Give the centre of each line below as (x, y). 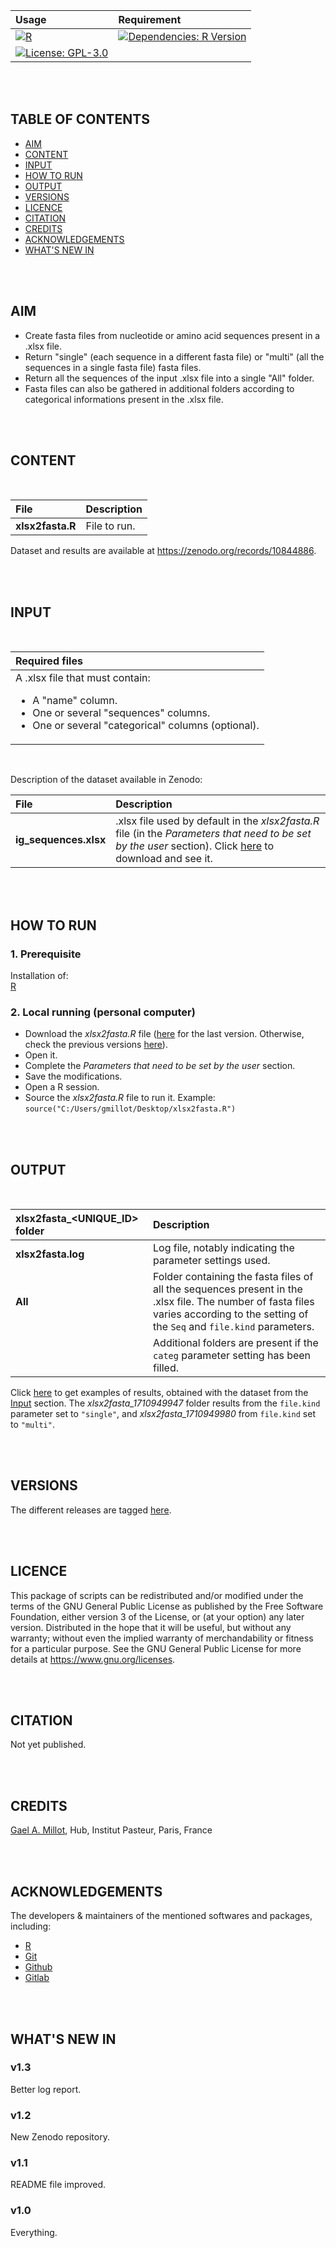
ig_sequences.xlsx (61, 840)
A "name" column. (75, 701)
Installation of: (39, 975)
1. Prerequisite (46, 954)
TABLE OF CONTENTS (80, 119)
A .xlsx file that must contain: (83, 678)
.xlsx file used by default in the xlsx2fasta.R (217, 821)
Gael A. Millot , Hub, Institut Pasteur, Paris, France (111, 1830)
